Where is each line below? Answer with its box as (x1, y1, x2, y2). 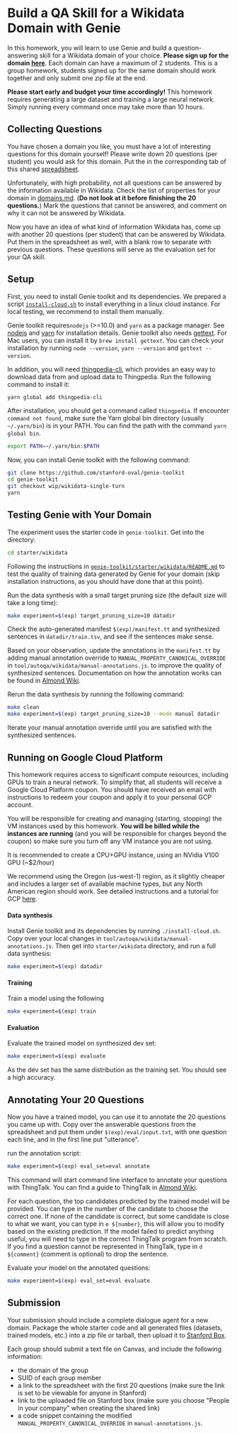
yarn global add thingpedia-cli (7, 393, 103, 401)
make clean (7, 704, 40, 711)
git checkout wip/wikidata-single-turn (7, 483, 125, 490)
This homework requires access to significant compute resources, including (7, 770, 229, 778)
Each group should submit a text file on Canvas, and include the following (7, 1345, 221, 1353)
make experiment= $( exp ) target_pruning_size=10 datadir (7, 612, 175, 619)
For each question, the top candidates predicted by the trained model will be (7, 1197, 230, 1205)
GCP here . (7, 894, 37, 903)
